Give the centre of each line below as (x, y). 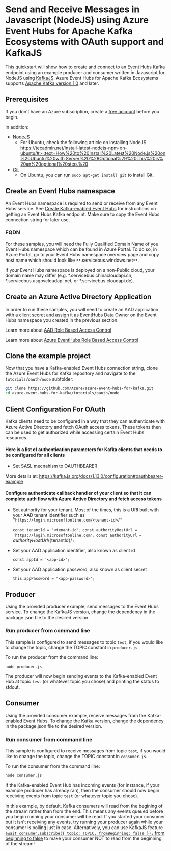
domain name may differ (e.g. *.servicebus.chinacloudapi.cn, (69, 275)
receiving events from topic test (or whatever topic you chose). (72, 796)
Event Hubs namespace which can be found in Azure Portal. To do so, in (81, 249)
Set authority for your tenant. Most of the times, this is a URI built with (86, 510)
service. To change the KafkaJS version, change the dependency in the (80, 612)
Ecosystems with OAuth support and (85, 42)
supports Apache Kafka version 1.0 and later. (52, 83)
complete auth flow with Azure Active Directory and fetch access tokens (83, 499)
